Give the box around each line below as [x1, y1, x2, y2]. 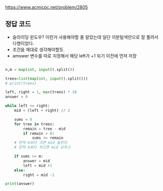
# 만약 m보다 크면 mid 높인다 [14, 140, 67, 145]
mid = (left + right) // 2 [14, 108, 70, 113]
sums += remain [31, 136, 64, 141]
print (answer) [5, 182, 35, 187]
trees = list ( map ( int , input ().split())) [5, 76, 88, 81]
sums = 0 [14, 117, 32, 122]
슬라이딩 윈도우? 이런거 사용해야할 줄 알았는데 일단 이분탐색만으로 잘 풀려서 [12, 34, 159, 40]
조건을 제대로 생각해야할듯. [12, 46, 65, 52]
